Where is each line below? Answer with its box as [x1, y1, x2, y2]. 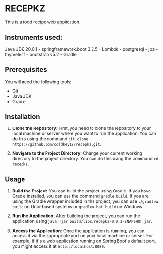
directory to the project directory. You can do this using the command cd [12, 156, 159, 162]
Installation [5, 112, 40, 121]
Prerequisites [5, 65, 47, 74]
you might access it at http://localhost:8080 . [12, 243, 105, 249]
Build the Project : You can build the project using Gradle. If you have [12, 188, 151, 194]
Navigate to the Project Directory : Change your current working [12, 150, 142, 156]
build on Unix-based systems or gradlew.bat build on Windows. [12, 204, 144, 210]
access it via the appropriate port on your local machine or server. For [12, 233, 153, 239]
